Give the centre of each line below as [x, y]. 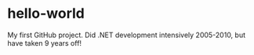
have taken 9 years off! [45, 43]
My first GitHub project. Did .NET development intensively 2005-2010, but [127, 35]
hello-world [46, 14]
